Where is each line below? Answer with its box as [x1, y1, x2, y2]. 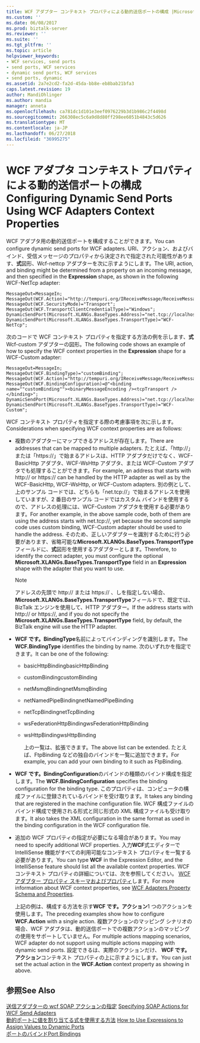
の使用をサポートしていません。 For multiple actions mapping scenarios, [14, 932, 192, 939]
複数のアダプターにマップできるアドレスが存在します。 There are [14, 437, 174, 444]
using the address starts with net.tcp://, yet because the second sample [14, 517, 192, 524]
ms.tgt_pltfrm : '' [6, 42, 52, 48]
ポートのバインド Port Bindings [6, 1030, 82, 1037]
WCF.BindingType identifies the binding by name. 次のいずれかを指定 [14, 642, 186, 650]
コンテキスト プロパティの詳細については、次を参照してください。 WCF [14, 870, 191, 877]
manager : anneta [6, 103, 46, 109]
